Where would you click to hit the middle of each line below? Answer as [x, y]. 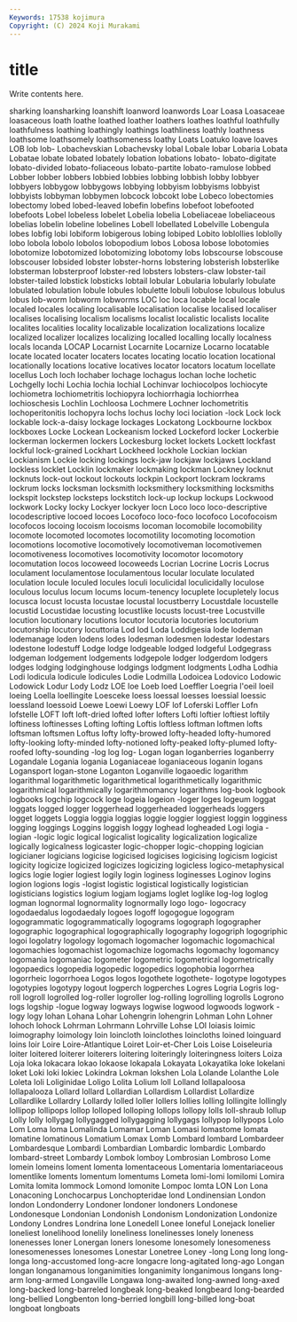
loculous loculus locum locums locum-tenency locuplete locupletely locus [144, 592]
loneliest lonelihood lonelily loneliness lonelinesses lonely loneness [132, 1233]
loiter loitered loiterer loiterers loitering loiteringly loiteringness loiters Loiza [146, 1054]
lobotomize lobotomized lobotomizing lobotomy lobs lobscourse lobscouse [146, 253]
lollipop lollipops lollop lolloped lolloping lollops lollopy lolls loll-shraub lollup [148, 1111]
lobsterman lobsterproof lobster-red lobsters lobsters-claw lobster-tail [137, 271]
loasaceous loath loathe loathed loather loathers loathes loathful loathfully [145, 121]
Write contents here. [47, 94]
